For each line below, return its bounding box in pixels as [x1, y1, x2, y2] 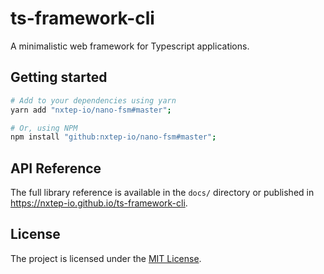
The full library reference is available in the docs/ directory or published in [10, 187, 315, 199]
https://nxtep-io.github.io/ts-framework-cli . [10, 197, 188, 209]
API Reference [10, 160, 102, 177]
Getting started [10, 69, 108, 86]
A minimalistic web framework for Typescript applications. [10, 40, 250, 52]
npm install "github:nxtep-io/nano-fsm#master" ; [10, 132, 217, 142]
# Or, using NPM [10, 123, 78, 133]
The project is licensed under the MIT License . [10, 252, 202, 264]
